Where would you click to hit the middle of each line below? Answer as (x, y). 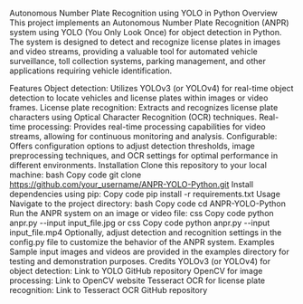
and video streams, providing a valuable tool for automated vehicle (133, 52)
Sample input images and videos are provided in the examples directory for (149, 252)
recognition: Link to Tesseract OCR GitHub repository (109, 290)
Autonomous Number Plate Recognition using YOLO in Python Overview (144, 13)
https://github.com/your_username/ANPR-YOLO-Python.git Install (132, 184)
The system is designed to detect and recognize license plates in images (145, 42)
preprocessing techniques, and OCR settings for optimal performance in (144, 156)
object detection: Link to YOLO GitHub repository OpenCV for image (136, 271)
